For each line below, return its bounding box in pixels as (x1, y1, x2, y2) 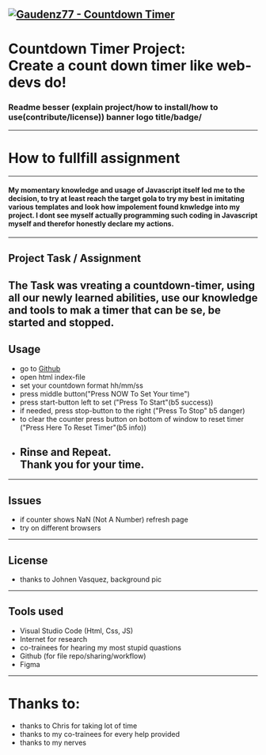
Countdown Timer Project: (8, 40, 186, 58)
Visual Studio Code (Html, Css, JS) (19, 626, 134, 635)
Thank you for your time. (19, 458, 145, 471)
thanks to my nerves (19, 738, 87, 747)
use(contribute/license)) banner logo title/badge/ (8, 112, 202, 123)
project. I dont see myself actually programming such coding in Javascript (8, 211, 258, 220)
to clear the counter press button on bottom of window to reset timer (19, 414, 244, 423)
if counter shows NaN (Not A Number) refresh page (19, 515, 188, 525)
